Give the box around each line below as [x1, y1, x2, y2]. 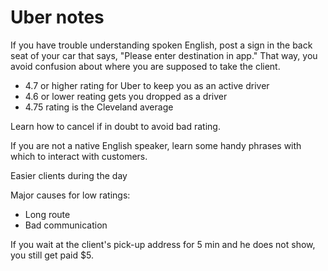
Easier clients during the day [10, 169, 128, 181]
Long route [24, 208, 71, 220]
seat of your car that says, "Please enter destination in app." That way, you [10, 49, 318, 61]
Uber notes [10, 6, 105, 29]
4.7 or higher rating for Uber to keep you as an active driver [24, 79, 270, 91]
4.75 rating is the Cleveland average [24, 101, 174, 113]
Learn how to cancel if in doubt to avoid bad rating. [10, 120, 221, 132]
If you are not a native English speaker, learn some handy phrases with [10, 139, 302, 151]
